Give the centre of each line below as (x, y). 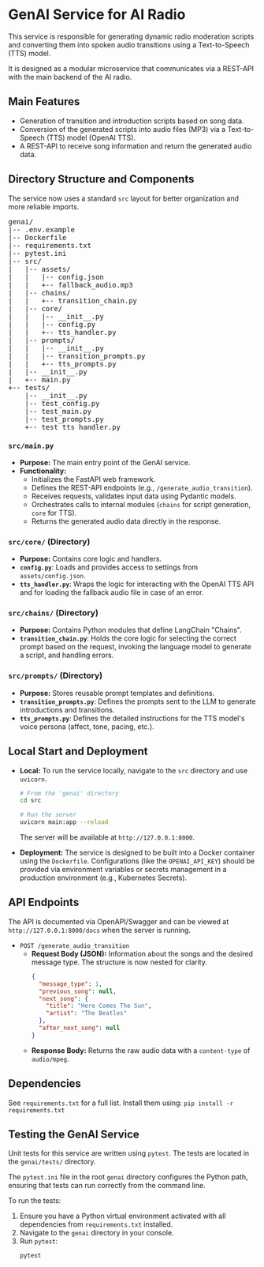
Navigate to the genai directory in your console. (97, 1233)
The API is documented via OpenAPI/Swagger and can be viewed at (119, 921)
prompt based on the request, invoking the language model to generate (136, 647)
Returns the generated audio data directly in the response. (126, 521)
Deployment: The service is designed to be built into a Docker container (137, 853)
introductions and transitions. (67, 709)
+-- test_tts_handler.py (73, 427)
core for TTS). (54, 513)
